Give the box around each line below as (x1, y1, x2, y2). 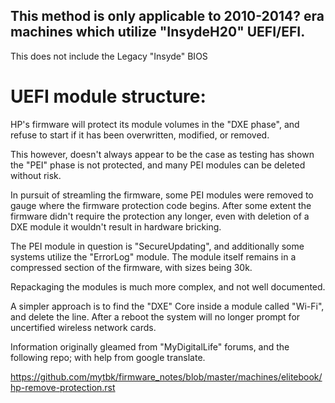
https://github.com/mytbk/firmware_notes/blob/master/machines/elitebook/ (10, 370, 323, 383)
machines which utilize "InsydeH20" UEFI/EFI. (10, 24, 306, 41)
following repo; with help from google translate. (10, 351, 206, 363)
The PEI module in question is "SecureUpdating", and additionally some (10, 240, 305, 252)
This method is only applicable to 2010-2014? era (10, 8, 325, 25)
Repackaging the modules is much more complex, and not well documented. (10, 280, 326, 293)
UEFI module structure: (10, 85, 207, 108)
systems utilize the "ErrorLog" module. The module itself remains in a (10, 250, 297, 263)
